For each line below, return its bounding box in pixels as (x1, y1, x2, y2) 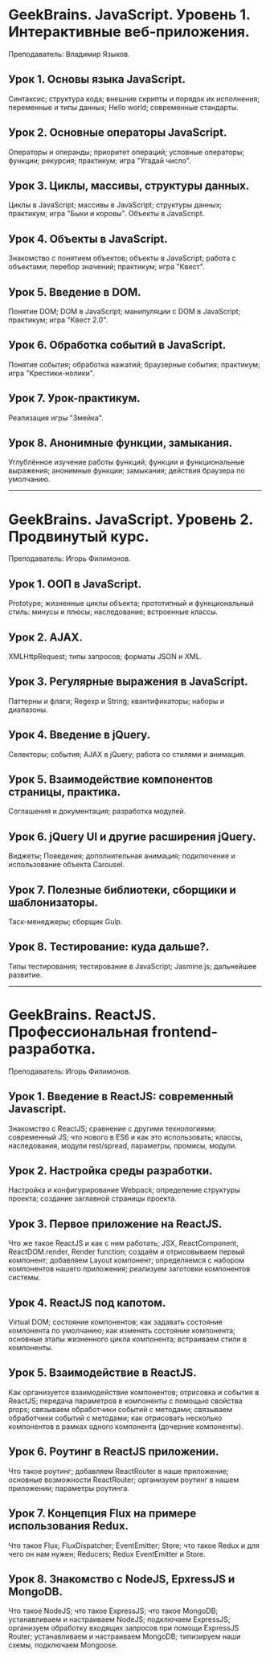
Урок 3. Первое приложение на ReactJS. (8, 1217, 223, 1230)
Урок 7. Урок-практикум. (8, 391, 141, 405)
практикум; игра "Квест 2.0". (8, 315, 108, 325)
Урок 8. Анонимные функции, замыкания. (8, 436, 233, 450)
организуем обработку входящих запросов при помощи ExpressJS (8, 1623, 239, 1633)
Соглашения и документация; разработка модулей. (8, 806, 186, 817)
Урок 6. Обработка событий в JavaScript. (8, 338, 227, 352)
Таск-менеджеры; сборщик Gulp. (8, 917, 123, 927)
